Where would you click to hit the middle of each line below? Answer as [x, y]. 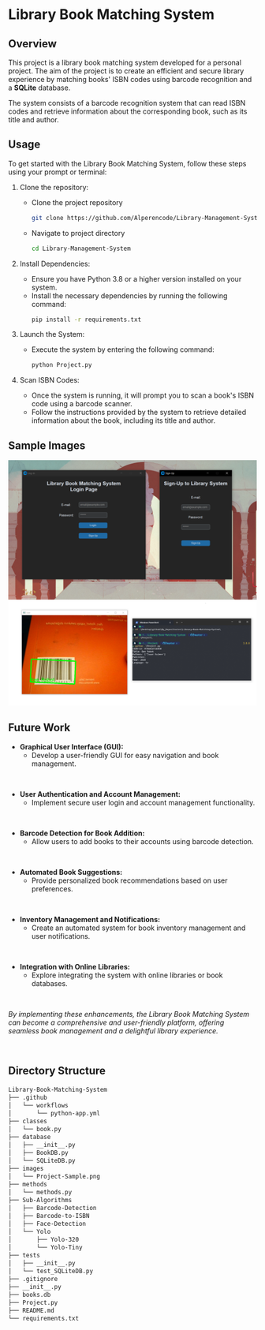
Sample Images [47, 445]
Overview [33, 44]
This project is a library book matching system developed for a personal [125, 62]
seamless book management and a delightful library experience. [113, 1030]
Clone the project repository [77, 202]
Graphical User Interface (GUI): [71, 746]
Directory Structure [57, 1070]
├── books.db [30, 1295]
